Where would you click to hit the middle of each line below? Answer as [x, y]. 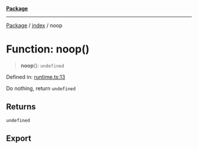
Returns [21, 107]
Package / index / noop [34, 25]
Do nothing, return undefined [41, 88]
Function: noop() [48, 49]
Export [19, 139]
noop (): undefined [42, 65]
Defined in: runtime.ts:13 [36, 77]
